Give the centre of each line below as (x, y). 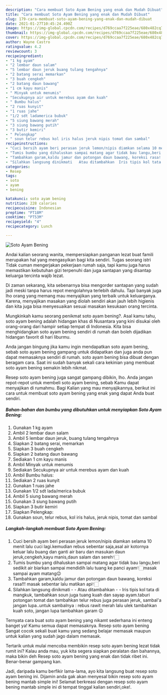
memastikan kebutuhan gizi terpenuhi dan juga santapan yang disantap (79, 270)
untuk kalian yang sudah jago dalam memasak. (53, 636)
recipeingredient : (25, 56)
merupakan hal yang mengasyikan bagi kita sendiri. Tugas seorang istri (78, 260)
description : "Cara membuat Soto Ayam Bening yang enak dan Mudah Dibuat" (84, 10)
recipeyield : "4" (24, 222)
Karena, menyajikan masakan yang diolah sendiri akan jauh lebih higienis (80, 301)
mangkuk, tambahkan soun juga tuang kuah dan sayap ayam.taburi (81, 595)
